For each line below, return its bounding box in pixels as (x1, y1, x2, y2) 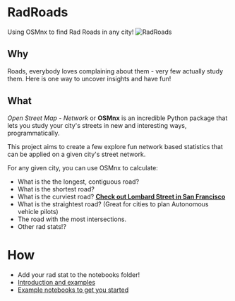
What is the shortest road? (17, 184, 95, 193)
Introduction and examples (17, 278, 96, 286)
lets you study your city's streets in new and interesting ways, (7, 121, 187, 129)
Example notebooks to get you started (17, 285, 129, 294)
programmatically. (7, 129, 60, 137)
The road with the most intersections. (17, 215, 127, 223)
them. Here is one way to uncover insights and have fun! (7, 74, 171, 83)
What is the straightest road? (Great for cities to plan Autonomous (17, 199, 209, 208)
